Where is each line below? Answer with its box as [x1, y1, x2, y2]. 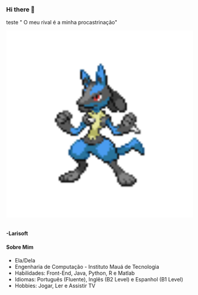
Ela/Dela [14, 256, 36, 264]
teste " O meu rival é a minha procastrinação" [6, 19, 117, 26]
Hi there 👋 [6, 5, 36, 14]
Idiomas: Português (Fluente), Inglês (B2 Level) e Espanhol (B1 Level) [14, 275, 184, 283]
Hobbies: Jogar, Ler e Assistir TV [14, 282, 96, 289]
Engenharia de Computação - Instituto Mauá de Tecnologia [14, 263, 159, 270]
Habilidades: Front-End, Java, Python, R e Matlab [14, 269, 135, 277]
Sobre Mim [6, 243, 34, 250]
